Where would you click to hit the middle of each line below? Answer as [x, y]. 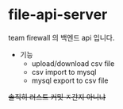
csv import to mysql [64, 72]
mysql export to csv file [70, 80]
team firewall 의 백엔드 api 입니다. [61, 37]
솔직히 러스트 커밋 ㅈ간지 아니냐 [57, 96]
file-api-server [58, 15]
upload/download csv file [73, 63]
